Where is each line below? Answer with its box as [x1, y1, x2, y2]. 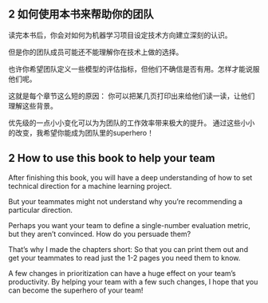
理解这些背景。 [8, 100, 57, 110]
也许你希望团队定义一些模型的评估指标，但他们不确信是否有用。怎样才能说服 [8, 64, 260, 73]
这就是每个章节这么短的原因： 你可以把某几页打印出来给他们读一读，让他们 [8, 91, 255, 100]
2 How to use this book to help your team [8, 151, 215, 165]
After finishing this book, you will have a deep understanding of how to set [8, 172, 253, 182]
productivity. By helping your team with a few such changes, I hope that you [8, 277, 258, 286]
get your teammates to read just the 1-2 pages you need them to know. [8, 253, 241, 262]
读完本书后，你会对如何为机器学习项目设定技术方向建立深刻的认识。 [8, 30, 232, 40]
